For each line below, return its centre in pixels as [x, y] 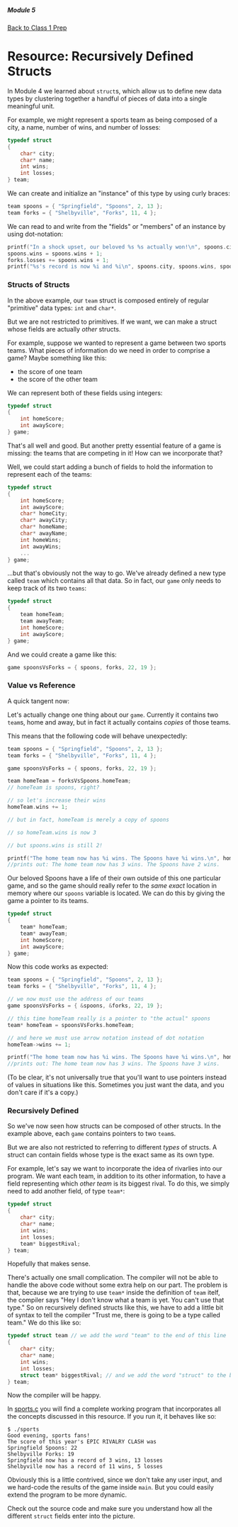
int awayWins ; [41, 546]
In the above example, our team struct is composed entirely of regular [108, 300]
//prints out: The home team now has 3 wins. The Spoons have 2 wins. [114, 865]
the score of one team [50, 371]
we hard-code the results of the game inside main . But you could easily [110, 1487]
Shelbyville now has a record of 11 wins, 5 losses [85, 1467]
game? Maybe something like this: [57, 358]
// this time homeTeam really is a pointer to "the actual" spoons [109, 1018]
